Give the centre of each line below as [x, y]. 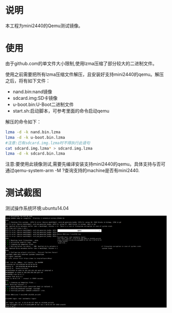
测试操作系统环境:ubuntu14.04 [37, 208]
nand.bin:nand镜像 [33, 91]
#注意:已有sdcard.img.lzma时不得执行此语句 [48, 143]
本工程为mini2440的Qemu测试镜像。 [44, 26]
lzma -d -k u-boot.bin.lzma [35, 137]
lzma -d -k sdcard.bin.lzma [35, 154]
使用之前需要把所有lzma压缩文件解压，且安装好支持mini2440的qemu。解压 [85, 74]
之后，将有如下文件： [28, 80]
